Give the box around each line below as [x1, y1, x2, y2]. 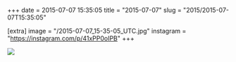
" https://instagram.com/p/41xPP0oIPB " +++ [7, 34, 135, 42]
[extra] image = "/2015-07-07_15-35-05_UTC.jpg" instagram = [7, 27, 187, 35]
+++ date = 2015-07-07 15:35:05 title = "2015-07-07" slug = [7, 6, 182, 14]
